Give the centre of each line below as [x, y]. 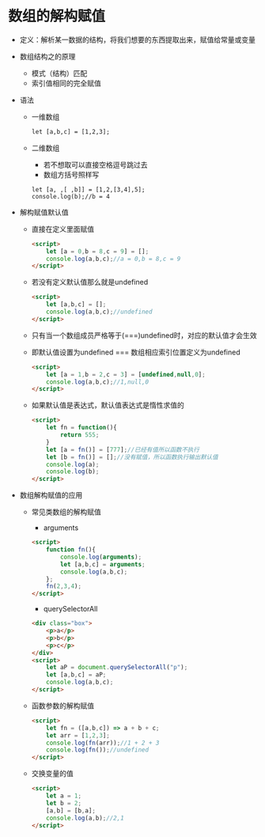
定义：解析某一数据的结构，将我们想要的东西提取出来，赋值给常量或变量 [137, 40]
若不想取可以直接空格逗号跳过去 [95, 165]
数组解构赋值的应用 [51, 495]
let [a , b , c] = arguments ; [102, 564]
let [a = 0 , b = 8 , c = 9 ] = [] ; [98, 251]
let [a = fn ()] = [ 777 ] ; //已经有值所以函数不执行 [123, 449]
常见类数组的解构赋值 [66, 512]
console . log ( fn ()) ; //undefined [97, 750]
